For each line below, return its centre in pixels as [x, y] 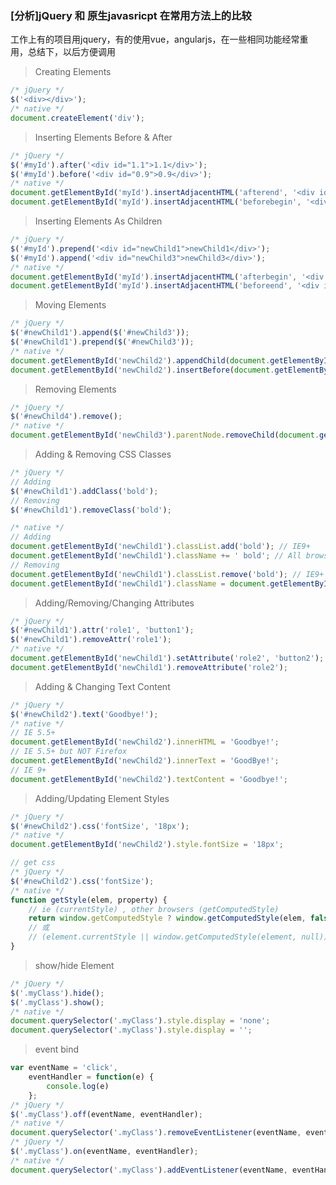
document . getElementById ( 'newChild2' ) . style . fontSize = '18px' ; [147, 845]
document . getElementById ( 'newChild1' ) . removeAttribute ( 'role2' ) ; [149, 667]
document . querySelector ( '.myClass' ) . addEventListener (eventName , [149, 1170]
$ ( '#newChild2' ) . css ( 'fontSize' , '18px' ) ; [100, 826]
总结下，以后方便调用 [71, 52]
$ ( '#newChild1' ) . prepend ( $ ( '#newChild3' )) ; [102, 342]
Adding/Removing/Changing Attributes [114, 603]
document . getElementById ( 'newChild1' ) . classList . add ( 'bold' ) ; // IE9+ [160, 547]
